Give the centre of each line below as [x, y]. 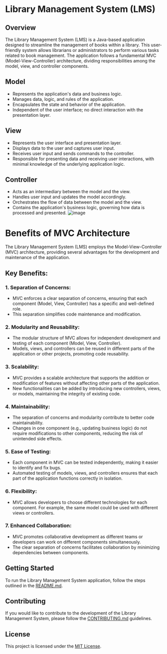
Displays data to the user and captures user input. [64, 148]
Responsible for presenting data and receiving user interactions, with [83, 159]
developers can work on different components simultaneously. [77, 542]
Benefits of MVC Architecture [68, 233]
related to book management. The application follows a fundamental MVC [81, 55]
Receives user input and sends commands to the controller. [73, 153]
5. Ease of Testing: [28, 451]
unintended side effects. [37, 438]
